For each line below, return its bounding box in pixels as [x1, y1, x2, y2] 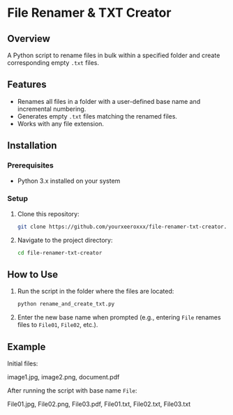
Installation [7, 139, 57, 151]
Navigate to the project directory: [17, 236, 113, 244]
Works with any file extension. [17, 119, 105, 128]
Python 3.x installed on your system [17, 176, 121, 185]
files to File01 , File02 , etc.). [17, 321, 98, 329]
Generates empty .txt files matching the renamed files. [17, 112, 178, 120]
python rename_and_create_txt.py [17, 301, 115, 308]
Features [7, 79, 47, 91]
